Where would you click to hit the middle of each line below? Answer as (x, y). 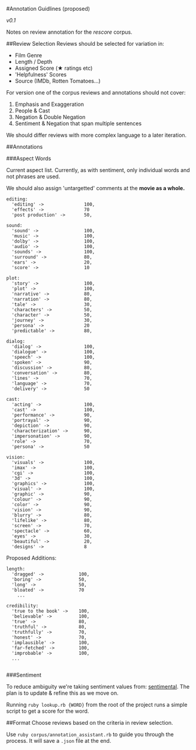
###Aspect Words (29, 158)
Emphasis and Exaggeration (49, 104)
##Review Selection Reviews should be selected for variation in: (85, 44)
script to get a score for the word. (48, 711)
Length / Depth (34, 62)
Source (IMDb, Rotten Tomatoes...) (58, 81)
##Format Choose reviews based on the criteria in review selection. (90, 723)
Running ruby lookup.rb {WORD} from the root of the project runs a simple (97, 705)
